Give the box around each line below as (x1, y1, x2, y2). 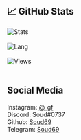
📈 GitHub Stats (7, 6, 74, 17)
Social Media (7, 85, 64, 96)
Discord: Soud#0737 (7, 110, 65, 119)
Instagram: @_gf (7, 103, 54, 111)
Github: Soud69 (7, 117, 52, 126)
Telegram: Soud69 (7, 125, 60, 133)
